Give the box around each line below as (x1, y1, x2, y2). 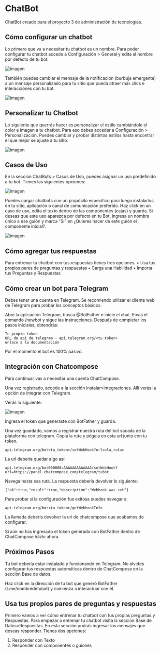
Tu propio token (5, 331, 38, 336)
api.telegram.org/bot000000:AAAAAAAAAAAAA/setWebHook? (5, 465, 118, 470)
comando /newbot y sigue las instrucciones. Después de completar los (5, 317, 146, 323)
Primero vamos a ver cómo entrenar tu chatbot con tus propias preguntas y (5, 613, 156, 619)
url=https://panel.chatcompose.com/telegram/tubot (5, 469, 109, 474)
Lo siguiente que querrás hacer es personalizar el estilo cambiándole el (5, 122, 147, 128)
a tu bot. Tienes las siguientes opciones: (5, 179, 86, 185)
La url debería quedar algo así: (5, 456, 66, 462)
